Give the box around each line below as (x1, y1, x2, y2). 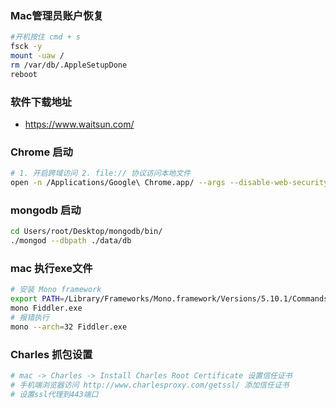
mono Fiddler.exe (10, 303, 83, 314)
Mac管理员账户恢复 (10, 8, 104, 22)
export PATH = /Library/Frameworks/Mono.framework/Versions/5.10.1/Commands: (10, 294, 333, 304)
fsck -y (10, 42, 43, 52)
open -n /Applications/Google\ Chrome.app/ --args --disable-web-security (10, 178, 329, 188)
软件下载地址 (10, 95, 73, 109)
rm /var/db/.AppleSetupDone (10, 60, 128, 70)
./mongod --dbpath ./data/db (10, 236, 132, 246)
